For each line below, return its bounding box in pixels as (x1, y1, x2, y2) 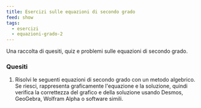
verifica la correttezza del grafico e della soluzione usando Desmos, (14, 89, 184, 96)
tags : (6, 20, 20, 26)
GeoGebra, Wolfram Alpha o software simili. (14, 95, 124, 103)
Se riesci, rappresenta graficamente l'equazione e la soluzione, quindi (14, 82, 188, 90)
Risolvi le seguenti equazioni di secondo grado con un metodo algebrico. (14, 76, 196, 83)
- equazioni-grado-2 (11, 31, 63, 37)
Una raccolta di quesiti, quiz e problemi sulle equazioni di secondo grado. (6, 47, 188, 55)
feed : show (6, 14, 34, 20)
